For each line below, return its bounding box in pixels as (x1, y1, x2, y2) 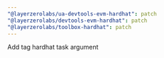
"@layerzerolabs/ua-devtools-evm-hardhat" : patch (7, 10, 158, 18)
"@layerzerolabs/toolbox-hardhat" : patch (7, 23, 132, 30)
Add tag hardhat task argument (7, 43, 99, 52)
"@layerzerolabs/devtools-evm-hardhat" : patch (7, 17, 148, 24)
